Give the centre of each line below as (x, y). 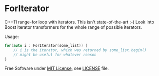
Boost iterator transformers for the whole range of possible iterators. (73, 27)
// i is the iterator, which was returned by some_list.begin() (80, 50)
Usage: (12, 37)
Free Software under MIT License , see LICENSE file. (57, 68)
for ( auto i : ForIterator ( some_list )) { (46, 45)
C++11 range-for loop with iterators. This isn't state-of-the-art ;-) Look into (79, 22)
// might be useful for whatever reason (55, 55)
